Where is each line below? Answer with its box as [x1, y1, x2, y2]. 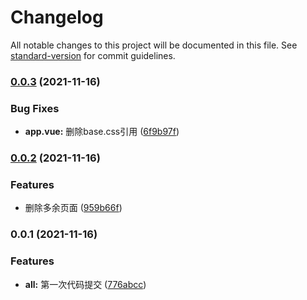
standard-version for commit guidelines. [10, 49, 176, 61]
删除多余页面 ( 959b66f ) [24, 202, 123, 214]
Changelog [10, 6, 104, 29]
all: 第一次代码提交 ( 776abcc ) [24, 278, 147, 290]
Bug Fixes [10, 101, 60, 115]
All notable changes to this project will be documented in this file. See [10, 39, 298, 51]
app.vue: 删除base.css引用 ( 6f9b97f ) [24, 126, 180, 138]
